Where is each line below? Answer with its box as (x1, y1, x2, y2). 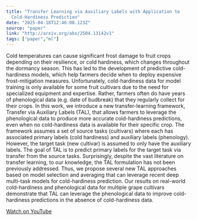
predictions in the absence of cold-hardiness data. (31, 196, 154, 203)
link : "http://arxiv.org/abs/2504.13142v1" (6, 31, 115, 37)
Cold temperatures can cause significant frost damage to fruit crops (6, 52, 171, 59)
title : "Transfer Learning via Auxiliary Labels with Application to (6, 8, 181, 15)
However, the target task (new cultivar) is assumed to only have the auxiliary (6, 140, 191, 147)
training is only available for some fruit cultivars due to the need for (6, 84, 169, 90)
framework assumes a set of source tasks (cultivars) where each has (6, 127, 173, 134)
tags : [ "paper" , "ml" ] (6, 36, 59, 42)
